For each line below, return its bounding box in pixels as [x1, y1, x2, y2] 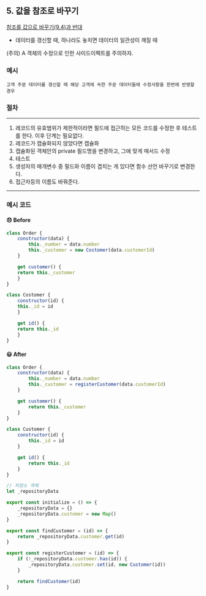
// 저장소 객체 [6, 482, 39, 489]
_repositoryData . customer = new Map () [17, 511, 116, 517]
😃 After [6, 350, 27, 358]
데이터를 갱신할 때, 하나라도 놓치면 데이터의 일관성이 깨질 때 [15, 36, 158, 44]
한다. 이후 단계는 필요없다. [21, 132, 85, 139]
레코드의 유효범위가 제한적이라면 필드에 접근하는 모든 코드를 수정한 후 [15, 125, 181, 132]
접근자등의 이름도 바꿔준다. [15, 178, 80, 185]
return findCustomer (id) [17, 578, 81, 584]
